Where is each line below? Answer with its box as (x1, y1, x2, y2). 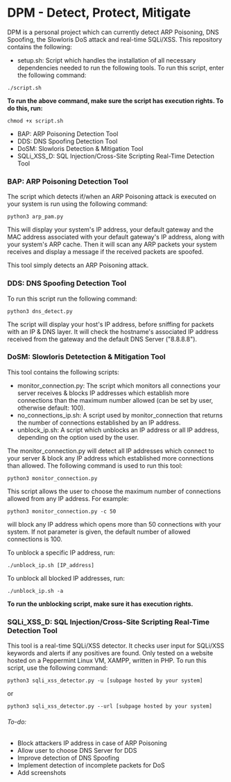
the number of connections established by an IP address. (17, 418, 181, 426)
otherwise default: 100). (17, 404, 85, 412)
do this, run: (7, 104, 43, 112)
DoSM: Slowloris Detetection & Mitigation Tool (7, 352, 166, 362)
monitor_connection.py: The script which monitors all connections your (17, 381, 221, 390)
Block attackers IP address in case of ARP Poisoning (17, 739, 168, 747)
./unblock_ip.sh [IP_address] (7, 561, 95, 568)
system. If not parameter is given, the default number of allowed (7, 527, 191, 536)
